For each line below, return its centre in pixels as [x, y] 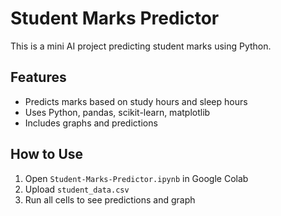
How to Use [47, 154]
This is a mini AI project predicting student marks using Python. [141, 46]
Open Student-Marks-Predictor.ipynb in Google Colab [136, 178]
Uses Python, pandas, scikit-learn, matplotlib [117, 112]
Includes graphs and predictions [91, 123]
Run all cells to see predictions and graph [110, 199]
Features [38, 77]
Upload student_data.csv [77, 189]
